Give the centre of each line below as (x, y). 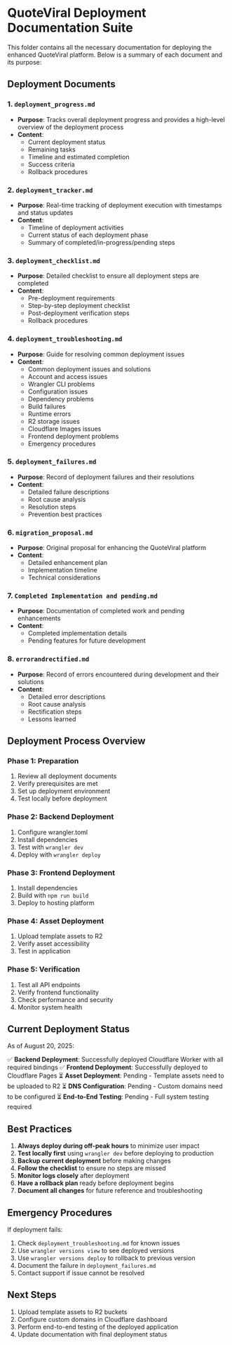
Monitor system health (50, 1007)
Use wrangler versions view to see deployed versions (96, 1251)
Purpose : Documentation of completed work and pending (101, 611)
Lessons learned (52, 719)
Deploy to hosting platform (56, 902)
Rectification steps (55, 711)
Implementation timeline (63, 570)
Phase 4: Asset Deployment (56, 921)
